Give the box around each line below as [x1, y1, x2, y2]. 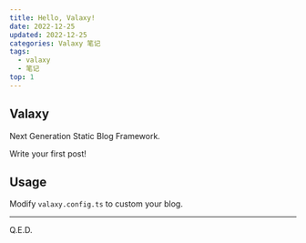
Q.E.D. [9, 225, 34, 236]
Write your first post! [9, 147, 87, 159]
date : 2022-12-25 [9, 22, 76, 31]
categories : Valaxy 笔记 [9, 38, 101, 48]
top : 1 [9, 73, 35, 82]
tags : [9, 47, 30, 56]
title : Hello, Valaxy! [9, 13, 96, 23]
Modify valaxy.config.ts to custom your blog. [9, 198, 184, 209]
